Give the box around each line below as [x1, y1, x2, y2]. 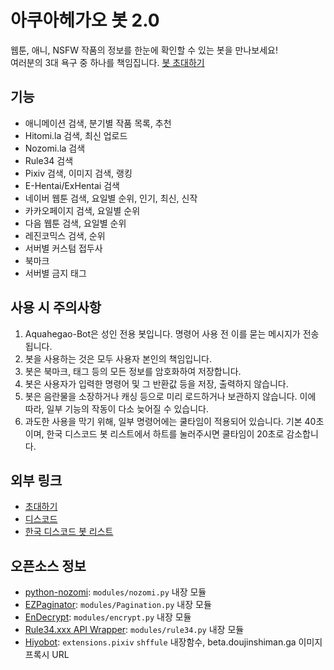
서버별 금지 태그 [24, 267, 87, 279]
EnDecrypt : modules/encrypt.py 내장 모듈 [24, 611, 192, 623]
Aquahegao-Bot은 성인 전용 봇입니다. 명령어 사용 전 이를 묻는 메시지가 [24, 327, 301, 340]
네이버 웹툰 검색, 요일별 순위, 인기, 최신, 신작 [24, 192, 198, 204]
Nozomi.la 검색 [24, 142, 86, 154]
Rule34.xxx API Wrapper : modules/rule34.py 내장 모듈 [24, 624, 245, 636]
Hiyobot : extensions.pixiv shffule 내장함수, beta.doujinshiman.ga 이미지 [24, 636, 323, 648]
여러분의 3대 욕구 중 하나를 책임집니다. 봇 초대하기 [10, 56, 205, 68]
